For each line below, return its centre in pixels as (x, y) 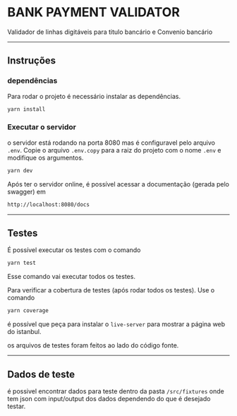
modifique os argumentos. (45, 158)
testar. (17, 406)
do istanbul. (24, 332)
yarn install (26, 109)
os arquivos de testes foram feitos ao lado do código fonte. (93, 345)
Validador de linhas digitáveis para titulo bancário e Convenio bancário (110, 32)
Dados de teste (41, 374)
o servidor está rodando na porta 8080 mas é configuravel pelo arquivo (111, 143)
